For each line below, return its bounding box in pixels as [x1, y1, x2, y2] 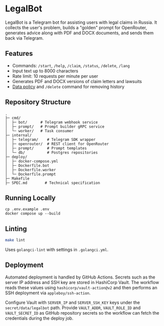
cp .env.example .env [5, 207, 50, 212]
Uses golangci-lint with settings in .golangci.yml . [5, 247, 108, 253]
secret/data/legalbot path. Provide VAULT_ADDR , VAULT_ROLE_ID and [5, 305, 141, 311]
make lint [5, 238, 26, 243]
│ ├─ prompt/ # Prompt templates [5, 145, 87, 151]
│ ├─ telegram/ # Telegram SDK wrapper [5, 137, 96, 142]
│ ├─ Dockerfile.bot [5, 163, 50, 168]
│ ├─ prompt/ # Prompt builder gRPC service [5, 124, 105, 129]
